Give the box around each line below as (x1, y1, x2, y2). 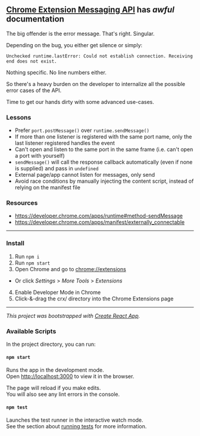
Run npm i (14, 253, 40, 260)
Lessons (6, 113, 32, 121)
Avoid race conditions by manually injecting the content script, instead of (14, 177, 194, 185)
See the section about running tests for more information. (6, 423, 147, 430)
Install (6, 239, 25, 247)
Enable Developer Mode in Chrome (14, 288, 101, 296)
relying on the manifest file (14, 184, 80, 191)
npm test (6, 404, 28, 410)
